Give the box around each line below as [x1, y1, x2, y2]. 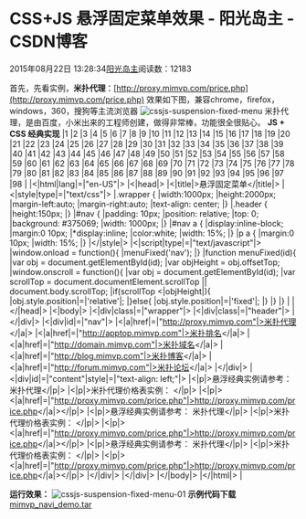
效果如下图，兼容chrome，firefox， [145, 93, 280, 105]
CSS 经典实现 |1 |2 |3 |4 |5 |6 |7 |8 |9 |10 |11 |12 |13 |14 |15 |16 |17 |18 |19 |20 [9, 128, 290, 139]
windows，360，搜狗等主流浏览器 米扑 [9, 105, 281, 116]
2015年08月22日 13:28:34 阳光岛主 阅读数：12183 [9, 63, 192, 74]
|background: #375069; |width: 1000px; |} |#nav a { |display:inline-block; [9, 217, 284, 228]
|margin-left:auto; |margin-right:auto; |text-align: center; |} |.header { [9, 198, 268, 209]
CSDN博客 [9, 31, 89, 52]
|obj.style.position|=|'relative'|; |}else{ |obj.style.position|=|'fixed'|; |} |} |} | [9, 295, 290, 306]
